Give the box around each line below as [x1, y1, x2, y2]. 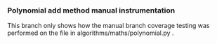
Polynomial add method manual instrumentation [7, 6, 176, 15]
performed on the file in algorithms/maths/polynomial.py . [7, 29, 174, 37]
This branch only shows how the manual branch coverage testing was [7, 22, 210, 30]
